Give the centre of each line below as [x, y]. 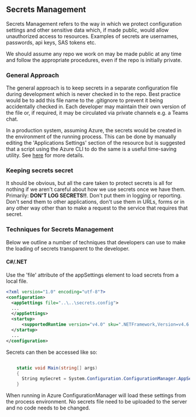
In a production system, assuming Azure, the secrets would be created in [94, 131]
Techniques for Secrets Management [60, 230]
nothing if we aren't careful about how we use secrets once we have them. [96, 189]
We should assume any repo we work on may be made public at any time [94, 54]
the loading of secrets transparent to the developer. [68, 248]
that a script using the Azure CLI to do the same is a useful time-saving [91, 149]
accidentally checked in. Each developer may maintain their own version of [96, 107]
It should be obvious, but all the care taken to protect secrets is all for [89, 183]
